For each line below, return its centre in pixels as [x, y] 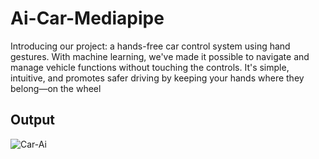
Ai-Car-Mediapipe [87, 18]
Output [32, 120]
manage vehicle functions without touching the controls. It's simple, [150, 67]
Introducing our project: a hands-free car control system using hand [150, 46]
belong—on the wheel [56, 88]
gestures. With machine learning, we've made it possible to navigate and [160, 56]
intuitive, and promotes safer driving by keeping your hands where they [157, 78]
